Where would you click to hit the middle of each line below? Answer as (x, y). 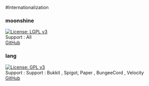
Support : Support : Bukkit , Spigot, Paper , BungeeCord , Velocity (75, 72)
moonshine (20, 20)
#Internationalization (27, 7)
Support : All (18, 37)
